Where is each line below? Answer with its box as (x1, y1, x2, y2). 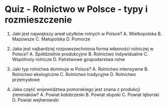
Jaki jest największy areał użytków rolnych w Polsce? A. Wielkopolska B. (12, 30, 162, 36)
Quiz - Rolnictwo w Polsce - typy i (5, 3, 148, 15)
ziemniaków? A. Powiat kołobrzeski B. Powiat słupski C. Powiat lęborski (12, 91, 159, 97)
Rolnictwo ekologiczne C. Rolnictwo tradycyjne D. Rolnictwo (12, 71, 136, 77)
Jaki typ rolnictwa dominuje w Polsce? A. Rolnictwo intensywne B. (12, 66, 149, 72)
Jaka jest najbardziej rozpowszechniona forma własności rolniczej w (12, 45, 154, 51)
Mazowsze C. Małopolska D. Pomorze (12, 36, 91, 42)
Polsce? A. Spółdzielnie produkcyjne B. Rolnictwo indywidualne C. (12, 51, 149, 57)
